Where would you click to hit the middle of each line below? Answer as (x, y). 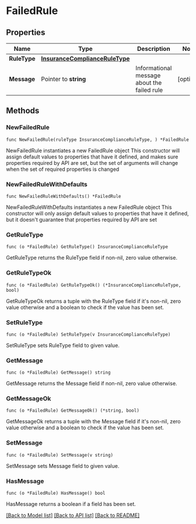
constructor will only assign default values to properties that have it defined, (97, 213)
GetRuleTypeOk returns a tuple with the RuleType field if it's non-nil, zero (94, 301)
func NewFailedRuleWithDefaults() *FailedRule (64, 196)
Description (153, 49)
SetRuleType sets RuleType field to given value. (63, 345)
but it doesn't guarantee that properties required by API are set (82, 219)
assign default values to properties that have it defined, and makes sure (92, 157)
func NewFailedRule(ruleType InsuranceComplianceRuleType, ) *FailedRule (98, 139)
